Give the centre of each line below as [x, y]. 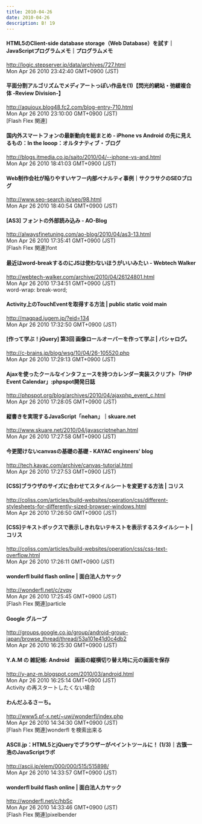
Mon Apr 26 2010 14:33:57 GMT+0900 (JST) [62, 773]
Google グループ [27, 618]
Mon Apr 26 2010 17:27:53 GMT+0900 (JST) [61, 471]
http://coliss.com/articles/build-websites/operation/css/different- [87, 500]
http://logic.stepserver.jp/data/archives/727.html [66, 65]
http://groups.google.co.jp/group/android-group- [67, 632]
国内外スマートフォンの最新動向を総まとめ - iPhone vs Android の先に [93, 136]
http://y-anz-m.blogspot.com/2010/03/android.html [70, 674]
